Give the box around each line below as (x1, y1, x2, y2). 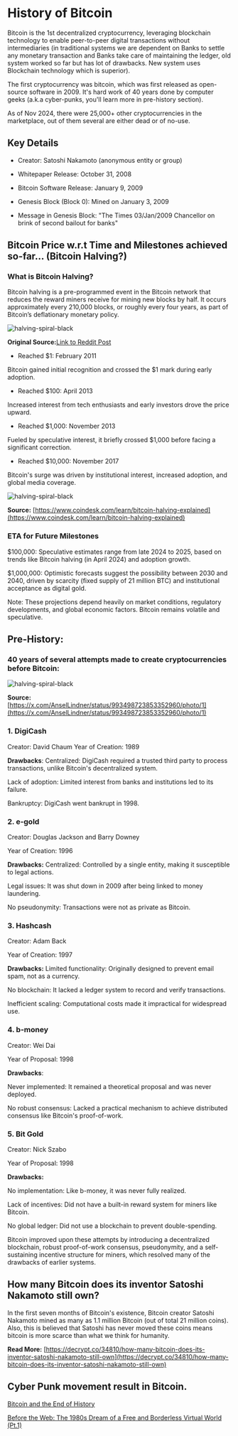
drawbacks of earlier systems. (7, 1258, 96, 1266)
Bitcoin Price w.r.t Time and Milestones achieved (7, 240, 228, 252)
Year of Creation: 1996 (7, 847, 73, 855)
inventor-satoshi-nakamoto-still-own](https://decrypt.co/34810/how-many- (7, 1352, 229, 1361)
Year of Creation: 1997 (7, 950, 73, 959)
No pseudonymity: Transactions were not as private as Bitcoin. (7, 903, 191, 911)
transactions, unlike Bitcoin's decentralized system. (7, 763, 158, 772)
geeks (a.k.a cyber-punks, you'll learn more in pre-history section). (7, 95, 204, 104)
